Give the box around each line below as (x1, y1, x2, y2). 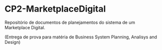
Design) (4, 39, 21, 45)
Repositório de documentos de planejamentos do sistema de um (4, 19, 135, 25)
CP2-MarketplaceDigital (4, 3, 106, 15)
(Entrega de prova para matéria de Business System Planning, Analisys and (4, 34, 157, 40)
